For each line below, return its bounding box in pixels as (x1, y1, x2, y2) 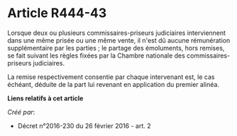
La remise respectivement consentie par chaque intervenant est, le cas (7, 73, 215, 81)
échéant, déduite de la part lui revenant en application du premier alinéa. (7, 80, 220, 88)
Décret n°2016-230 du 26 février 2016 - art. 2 (17, 121, 151, 130)
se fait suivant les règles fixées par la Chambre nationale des (7, 51, 186, 60)
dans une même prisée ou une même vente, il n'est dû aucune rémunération (7, 36, 231, 44)
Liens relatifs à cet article (7, 94, 84, 103)
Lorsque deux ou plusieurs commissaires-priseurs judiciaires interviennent (7, 28, 226, 37)
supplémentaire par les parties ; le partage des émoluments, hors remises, (7, 43, 225, 52)
